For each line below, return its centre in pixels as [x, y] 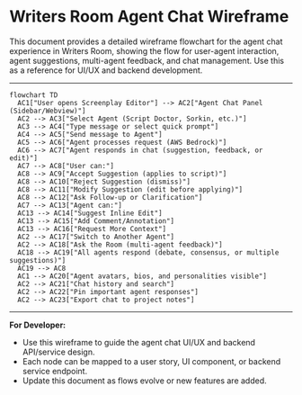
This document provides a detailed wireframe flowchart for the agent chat [146, 41]
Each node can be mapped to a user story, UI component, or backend [151, 361]
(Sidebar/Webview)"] [48, 111]
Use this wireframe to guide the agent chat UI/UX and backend [139, 342]
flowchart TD [34, 95]
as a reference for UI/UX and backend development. [106, 70]
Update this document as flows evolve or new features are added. [144, 381]
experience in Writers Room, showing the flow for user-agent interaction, [144, 50]
